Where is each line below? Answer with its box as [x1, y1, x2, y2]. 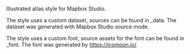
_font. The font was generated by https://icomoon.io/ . [6, 41, 138, 48]
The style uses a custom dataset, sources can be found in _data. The [6, 17, 177, 23]
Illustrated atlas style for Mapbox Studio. [6, 5, 106, 12]
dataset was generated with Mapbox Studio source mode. [6, 23, 149, 30]
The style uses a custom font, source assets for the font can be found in [6, 35, 185, 41]
